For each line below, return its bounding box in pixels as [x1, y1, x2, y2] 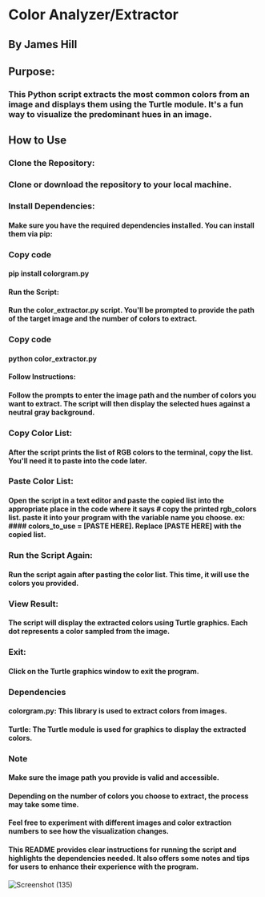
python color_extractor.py [8, 354, 98, 363]
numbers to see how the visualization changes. [8, 826, 170, 836]
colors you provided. [8, 578, 79, 588]
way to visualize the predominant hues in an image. [8, 108, 212, 119]
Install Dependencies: [8, 200, 95, 212]
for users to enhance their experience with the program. [8, 862, 199, 871]
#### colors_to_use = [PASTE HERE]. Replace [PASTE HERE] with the [8, 521, 242, 531]
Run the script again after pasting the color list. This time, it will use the [8, 569, 250, 579]
